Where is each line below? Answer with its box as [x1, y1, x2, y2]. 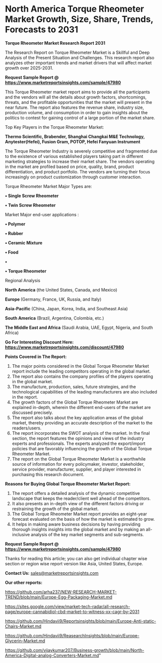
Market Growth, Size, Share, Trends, [5, 14, 154, 25]
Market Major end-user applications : [5, 211, 79, 217]
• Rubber [5, 230, 23, 236]
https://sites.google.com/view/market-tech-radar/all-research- [5, 603, 131, 609]
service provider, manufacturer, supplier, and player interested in [12, 466, 141, 472]
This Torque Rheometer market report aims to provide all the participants [5, 89, 150, 95]
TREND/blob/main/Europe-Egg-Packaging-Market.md [5, 594, 113, 600]
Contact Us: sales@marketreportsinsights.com [5, 570, 99, 576]
